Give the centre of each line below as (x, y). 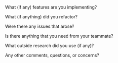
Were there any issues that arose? (40, 26)
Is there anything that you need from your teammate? (59, 36)
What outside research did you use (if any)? (50, 46)
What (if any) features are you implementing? (51, 7)
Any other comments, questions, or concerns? (52, 55)
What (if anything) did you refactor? (41, 17)
